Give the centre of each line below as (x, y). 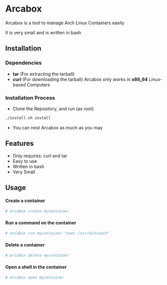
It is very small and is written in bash (43, 32)
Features (19, 144)
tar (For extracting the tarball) (44, 74)
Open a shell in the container (36, 267)
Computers (39, 84)
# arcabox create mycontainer (37, 211)
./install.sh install (28, 118)
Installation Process (30, 98)
